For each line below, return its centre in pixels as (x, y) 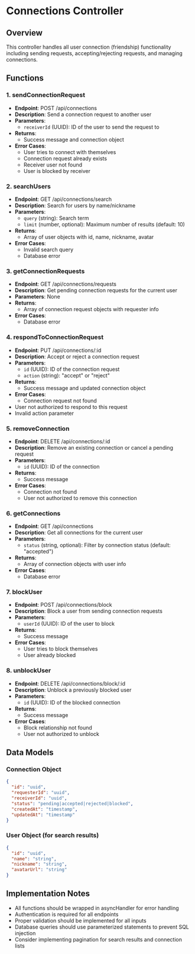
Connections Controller (65, 11)
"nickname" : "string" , (39, 864)
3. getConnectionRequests (45, 271)
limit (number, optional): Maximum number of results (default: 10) (104, 224)
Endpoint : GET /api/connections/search (63, 199)
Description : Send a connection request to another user (83, 114)
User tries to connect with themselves (70, 152)
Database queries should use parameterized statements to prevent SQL (102, 927)
